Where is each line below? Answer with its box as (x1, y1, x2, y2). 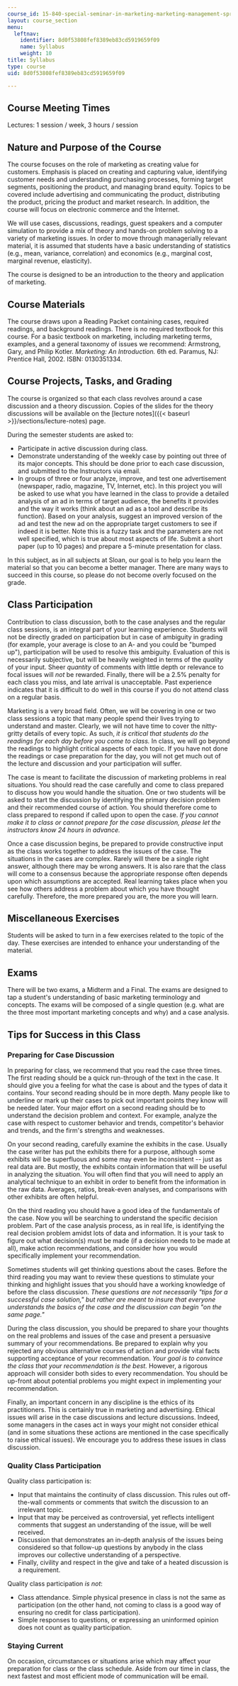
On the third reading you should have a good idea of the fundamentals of (7, 1206, 220, 1214)
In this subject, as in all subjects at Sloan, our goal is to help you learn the (7, 555, 222, 564)
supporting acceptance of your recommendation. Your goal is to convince (7, 1354, 223, 1362)
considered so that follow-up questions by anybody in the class (17, 1543, 203, 1551)
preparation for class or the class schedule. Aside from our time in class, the (7, 1665, 230, 1673)
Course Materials (7, 298, 86, 310)
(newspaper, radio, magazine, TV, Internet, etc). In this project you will (17, 482, 222, 490)
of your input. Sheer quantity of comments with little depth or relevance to (7, 663, 225, 671)
